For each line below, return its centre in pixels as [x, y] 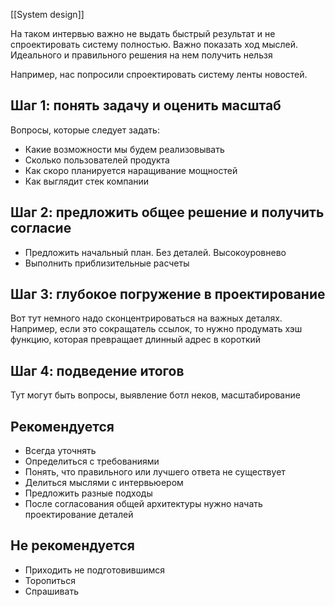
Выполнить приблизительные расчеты [107, 263]
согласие [41, 228]
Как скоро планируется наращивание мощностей [131, 170]
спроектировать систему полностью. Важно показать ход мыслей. [154, 44]
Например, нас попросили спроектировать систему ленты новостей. [159, 74]
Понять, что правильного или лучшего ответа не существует [155, 472]
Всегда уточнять [60, 451]
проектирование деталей [79, 515]
